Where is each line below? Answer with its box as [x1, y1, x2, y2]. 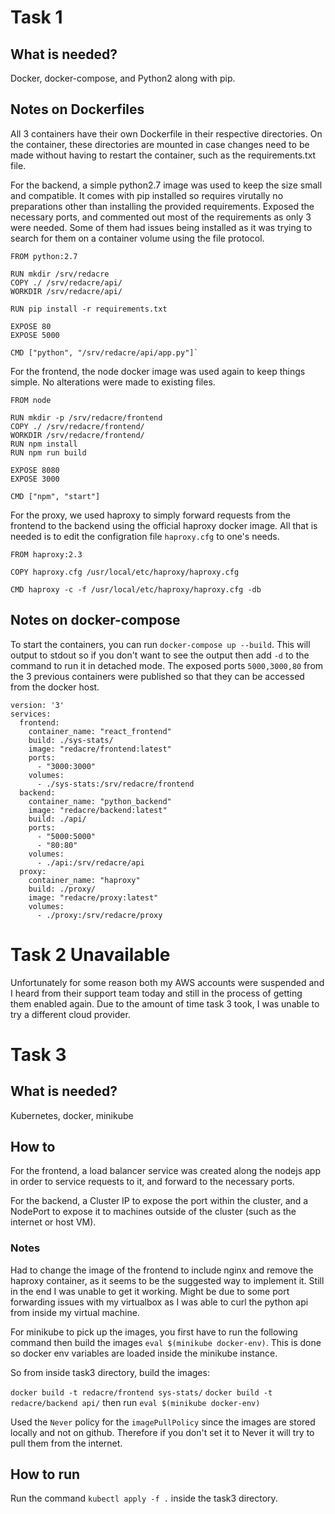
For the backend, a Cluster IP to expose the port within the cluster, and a [10, 1195, 309, 1207]
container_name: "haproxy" [28, 875, 141, 885]
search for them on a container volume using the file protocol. [10, 232, 265, 244]
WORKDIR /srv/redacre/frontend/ [10, 430, 145, 440]
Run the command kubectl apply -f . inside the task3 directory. [10, 1492, 278, 1505]
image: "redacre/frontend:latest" [28, 744, 172, 754]
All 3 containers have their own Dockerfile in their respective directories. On [10, 127, 323, 140]
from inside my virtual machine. [10, 1306, 140, 1318]
